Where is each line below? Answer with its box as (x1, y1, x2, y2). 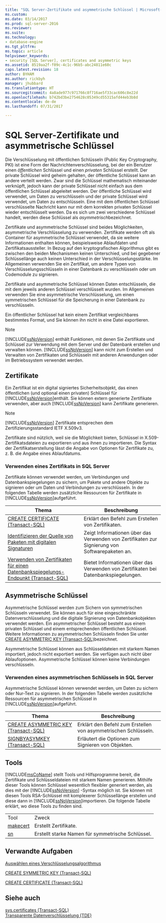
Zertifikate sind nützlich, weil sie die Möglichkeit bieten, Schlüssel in (5, 434, 144, 440)
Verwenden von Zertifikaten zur (83, 536, 157, 543)
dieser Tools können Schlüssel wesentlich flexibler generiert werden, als (5, 782, 152, 788)
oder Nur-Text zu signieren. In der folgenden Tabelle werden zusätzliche (5, 691, 153, 697)
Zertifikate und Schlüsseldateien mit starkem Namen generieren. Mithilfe (5, 776, 153, 783)
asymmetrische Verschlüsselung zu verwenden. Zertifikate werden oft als (5, 229, 155, 235)
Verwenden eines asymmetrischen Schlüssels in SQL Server (5, 674, 154, 681)
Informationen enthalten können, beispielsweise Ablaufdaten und (5, 240, 137, 246)
